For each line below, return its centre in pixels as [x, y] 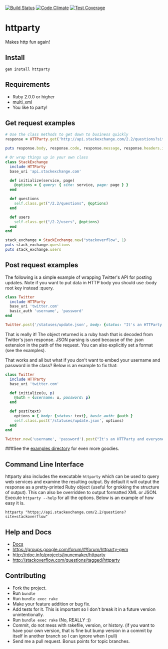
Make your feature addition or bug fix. [51, 604]
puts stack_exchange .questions [38, 245]
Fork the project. [29, 588]
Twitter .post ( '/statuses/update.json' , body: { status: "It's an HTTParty [84, 325]
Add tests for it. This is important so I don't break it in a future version [84, 609]
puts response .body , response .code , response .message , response [73, 148]
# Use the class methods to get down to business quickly [67, 135]
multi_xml [22, 102]
